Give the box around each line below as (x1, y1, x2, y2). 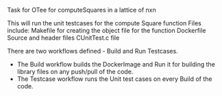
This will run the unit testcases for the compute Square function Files (7, 19, 202, 27)
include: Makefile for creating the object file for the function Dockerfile (7, 27, 206, 34)
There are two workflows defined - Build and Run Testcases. (7, 47, 178, 55)
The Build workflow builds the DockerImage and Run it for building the (16, 60, 216, 68)
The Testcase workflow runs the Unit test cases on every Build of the (16, 75, 212, 83)
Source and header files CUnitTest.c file (7, 34, 120, 42)
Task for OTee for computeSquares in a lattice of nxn (7, 6, 156, 14)
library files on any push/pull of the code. (16, 68, 134, 75)
